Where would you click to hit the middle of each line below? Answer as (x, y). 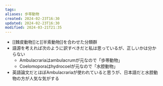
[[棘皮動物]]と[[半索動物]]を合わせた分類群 (54, 42)
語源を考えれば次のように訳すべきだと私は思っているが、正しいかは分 (82, 48)
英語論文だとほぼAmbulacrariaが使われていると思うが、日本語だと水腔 (83, 72)
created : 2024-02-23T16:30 (32, 18)
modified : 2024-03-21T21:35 (34, 28)
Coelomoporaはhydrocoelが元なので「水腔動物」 (69, 67)
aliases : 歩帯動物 (22, 14)
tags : (10, 9)
